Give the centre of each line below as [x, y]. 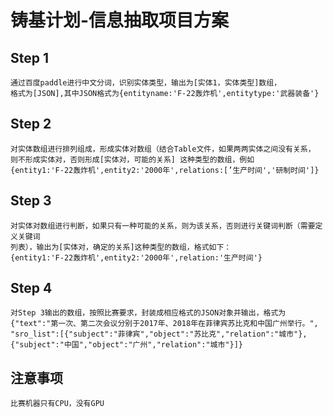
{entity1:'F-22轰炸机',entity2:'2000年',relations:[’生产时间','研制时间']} [165, 170]
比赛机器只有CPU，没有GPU [57, 404]
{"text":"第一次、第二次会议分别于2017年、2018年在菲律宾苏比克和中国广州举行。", [164, 324]
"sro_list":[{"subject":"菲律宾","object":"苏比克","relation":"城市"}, [159, 334]
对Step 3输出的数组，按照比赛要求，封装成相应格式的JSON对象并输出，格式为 [148, 313]
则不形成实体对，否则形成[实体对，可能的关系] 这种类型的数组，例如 [132, 159]
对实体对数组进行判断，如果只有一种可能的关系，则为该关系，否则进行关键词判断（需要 [163, 226]
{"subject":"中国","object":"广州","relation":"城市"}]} [127, 345]
